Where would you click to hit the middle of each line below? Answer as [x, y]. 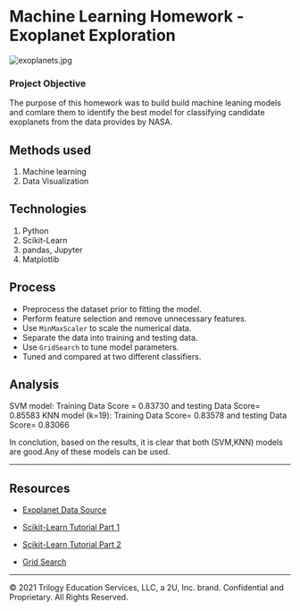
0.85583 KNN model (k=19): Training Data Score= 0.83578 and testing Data [148, 416]
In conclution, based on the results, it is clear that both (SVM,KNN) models [146, 442]
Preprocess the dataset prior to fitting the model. [112, 309]
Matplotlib [41, 259]
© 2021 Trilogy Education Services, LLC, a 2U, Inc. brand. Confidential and [146, 588]
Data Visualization [55, 182]
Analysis [34, 385]
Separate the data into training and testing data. [110, 337]
